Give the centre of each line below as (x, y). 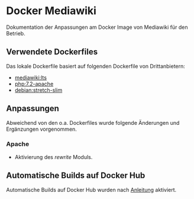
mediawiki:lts (31, 77)
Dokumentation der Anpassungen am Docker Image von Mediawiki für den (97, 27)
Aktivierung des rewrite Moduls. (54, 157)
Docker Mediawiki (51, 11)
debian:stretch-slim (38, 90)
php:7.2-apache (34, 84)
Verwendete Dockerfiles (52, 52)
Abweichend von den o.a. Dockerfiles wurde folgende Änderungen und (93, 122)
